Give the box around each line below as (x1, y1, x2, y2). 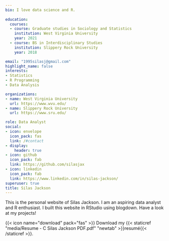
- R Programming (5, 78, 39, 83)
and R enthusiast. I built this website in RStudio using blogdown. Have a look (5, 205, 164, 211)
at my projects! (5, 210, 36, 216)
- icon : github (5, 152, 37, 157)
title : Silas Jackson (5, 185, 51, 190)
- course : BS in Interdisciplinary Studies (10, 41, 102, 46)
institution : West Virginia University (14, 31, 98, 36)
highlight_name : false (5, 64, 53, 69)
